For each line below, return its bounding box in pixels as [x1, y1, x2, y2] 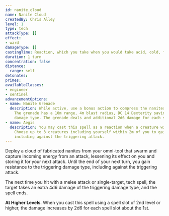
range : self [10, 69, 35, 74]
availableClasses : [5, 82, 44, 87]
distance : [5, 64, 26, 69]
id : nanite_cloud [5, 7, 42, 13]
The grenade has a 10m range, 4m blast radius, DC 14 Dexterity [14, 111, 152, 116]
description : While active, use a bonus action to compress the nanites [10, 106, 165, 111]
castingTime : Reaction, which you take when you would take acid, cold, [5, 49, 161, 55]
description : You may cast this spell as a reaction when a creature [10, 125, 158, 130]
